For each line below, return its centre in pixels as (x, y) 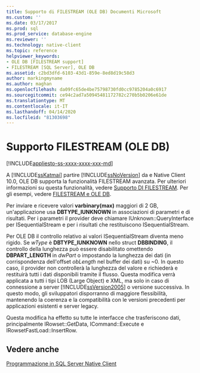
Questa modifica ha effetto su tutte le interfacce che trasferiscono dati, (93, 318)
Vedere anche (33, 349)
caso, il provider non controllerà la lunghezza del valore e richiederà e (92, 268)
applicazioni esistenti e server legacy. (53, 306)
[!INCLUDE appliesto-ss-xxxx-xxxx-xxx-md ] (60, 163)
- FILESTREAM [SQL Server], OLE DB (50, 67)
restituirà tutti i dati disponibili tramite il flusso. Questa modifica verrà (91, 274)
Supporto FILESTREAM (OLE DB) (88, 147)
